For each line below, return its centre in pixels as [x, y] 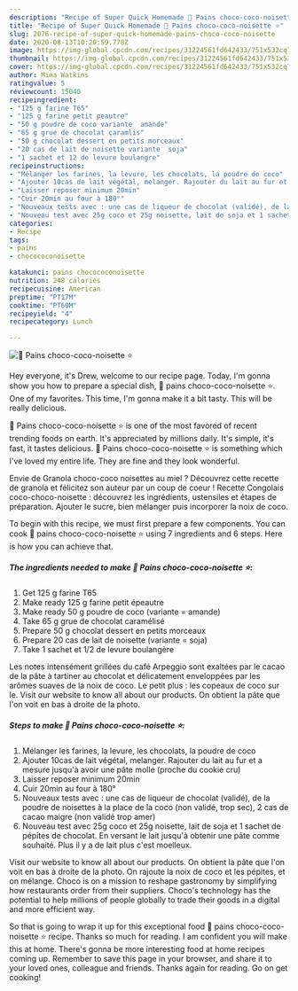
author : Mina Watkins [49, 75]
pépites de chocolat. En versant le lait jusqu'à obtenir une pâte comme [151, 836]
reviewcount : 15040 [45, 91]
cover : [21, 67]
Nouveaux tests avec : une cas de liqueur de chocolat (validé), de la [146, 798]
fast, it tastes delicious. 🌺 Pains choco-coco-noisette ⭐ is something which [146, 449]
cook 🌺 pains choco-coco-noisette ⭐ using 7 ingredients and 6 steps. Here [146, 534]
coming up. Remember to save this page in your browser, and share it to [141, 959]
